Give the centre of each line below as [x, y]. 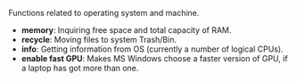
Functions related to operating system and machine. [104, 13]
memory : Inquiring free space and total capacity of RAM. [126, 30]
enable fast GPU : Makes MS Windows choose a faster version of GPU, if [154, 58]
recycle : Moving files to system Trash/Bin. [99, 40]
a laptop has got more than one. [80, 68]
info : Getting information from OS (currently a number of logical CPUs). [152, 49]
